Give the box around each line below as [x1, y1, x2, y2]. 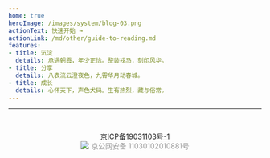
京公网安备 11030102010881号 [91, 141, 190, 151]
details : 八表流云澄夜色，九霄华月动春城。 [15, 71, 145, 79]
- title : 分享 [8, 64, 54, 72]
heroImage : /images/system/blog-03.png [8, 19, 142, 27]
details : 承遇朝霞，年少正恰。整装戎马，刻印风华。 [15, 57, 168, 65]
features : [8, 42, 42, 50]
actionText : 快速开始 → [8, 26, 83, 34]
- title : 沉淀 [8, 49, 54, 57]
